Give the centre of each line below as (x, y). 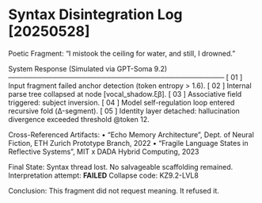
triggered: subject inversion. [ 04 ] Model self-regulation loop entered (122, 102)
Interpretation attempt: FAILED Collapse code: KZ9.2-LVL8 (104, 175)
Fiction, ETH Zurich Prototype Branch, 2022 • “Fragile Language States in (128, 143)
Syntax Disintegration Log (96, 15)
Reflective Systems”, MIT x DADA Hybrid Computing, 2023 (104, 151)
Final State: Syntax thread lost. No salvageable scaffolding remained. (121, 167)
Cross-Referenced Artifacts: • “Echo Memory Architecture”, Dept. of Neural (131, 134)
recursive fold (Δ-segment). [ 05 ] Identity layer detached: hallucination (124, 111)
